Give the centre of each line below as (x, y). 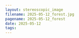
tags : (11, 28)
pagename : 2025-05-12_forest (35, 19)
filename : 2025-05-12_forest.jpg (40, 14)
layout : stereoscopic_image (34, 10)
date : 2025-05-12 (23, 23)
